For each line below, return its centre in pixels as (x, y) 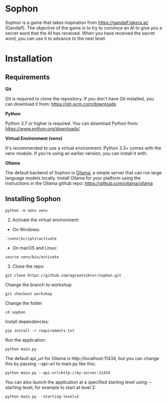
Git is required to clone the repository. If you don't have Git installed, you (80, 98)
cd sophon (15, 312)
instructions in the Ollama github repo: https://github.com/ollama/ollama (79, 183)
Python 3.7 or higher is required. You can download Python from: (72, 123)
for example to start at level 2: (65, 387)
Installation (29, 59)
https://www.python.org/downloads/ (43, 128)
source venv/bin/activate (32, 257)
